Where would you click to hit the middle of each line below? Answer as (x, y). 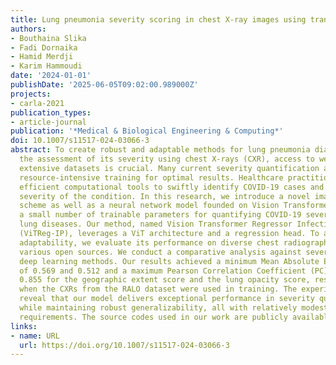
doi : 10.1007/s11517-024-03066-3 (80, 141)
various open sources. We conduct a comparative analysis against (160, 252)
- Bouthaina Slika (48, 38)
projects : (31, 94)
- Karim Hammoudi (46, 66)
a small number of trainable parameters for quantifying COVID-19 (160, 215)
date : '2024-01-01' (51, 76)
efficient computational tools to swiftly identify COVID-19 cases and (172, 187)
